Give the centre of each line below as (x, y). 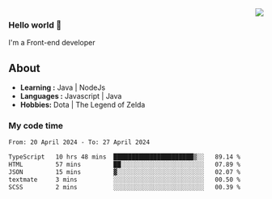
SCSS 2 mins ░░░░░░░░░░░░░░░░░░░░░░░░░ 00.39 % (125, 187)
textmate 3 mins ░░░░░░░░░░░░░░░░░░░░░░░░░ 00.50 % (125, 180)
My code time (36, 126)
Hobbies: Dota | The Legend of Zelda (83, 105)
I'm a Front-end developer (52, 43)
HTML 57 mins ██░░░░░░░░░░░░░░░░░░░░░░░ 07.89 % (125, 165)
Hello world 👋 (35, 25)
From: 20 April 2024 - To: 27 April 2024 (79, 142)
